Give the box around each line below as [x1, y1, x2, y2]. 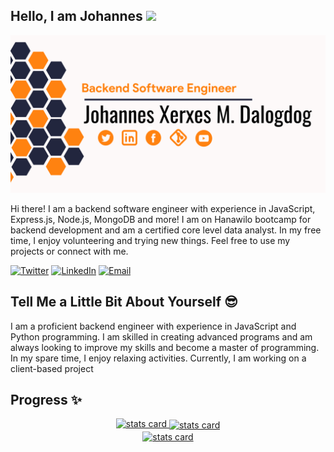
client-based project [10, 362, 94, 374]
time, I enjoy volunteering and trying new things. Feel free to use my [10, 234, 291, 246]
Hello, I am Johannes [10, 8, 143, 25]
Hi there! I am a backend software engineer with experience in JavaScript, [10, 202, 316, 214]
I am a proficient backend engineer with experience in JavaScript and [10, 320, 297, 332]
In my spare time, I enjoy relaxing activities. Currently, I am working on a [10, 352, 307, 364]
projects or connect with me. [10, 245, 129, 257]
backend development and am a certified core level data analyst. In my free [10, 224, 322, 236]
